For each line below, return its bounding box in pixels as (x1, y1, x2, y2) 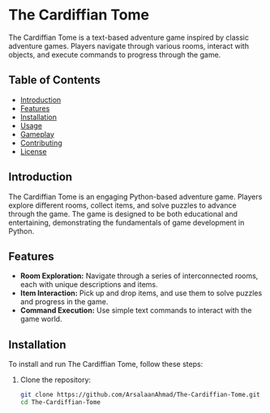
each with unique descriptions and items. (19, 280, 158, 290)
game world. (19, 314, 62, 324)
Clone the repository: (19, 375, 92, 385)
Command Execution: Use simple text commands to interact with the (19, 306, 252, 316)
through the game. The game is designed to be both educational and (8, 209, 238, 218)
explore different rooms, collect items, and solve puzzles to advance (8, 200, 237, 210)
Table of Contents (8, 73, 101, 87)
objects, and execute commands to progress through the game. (8, 49, 221, 59)
